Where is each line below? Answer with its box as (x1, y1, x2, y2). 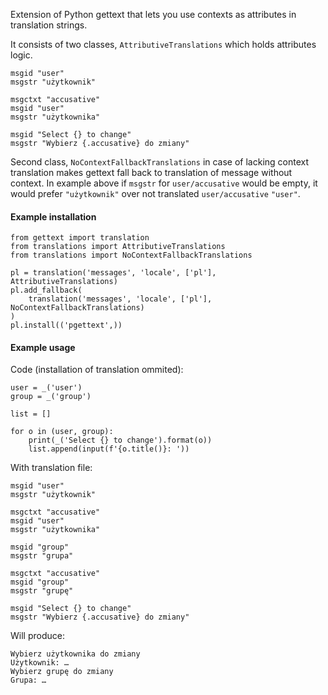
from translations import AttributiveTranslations (10, 242, 226, 252)
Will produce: (10, 630, 65, 642)
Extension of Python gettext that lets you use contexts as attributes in (10, 9, 297, 20)
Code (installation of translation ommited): (10, 364, 184, 376)
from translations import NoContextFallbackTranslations (10, 250, 253, 261)
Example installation (10, 210, 97, 223)
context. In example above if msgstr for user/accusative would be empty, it (10, 177, 318, 189)
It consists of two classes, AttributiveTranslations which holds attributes (10, 39, 317, 50)
